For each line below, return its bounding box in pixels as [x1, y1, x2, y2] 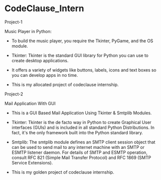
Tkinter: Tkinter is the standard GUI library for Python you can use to [11, 52, 149, 58]
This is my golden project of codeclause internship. [11, 169, 114, 175]
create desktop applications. [11, 57, 69, 63]
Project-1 [4, 19, 23, 25]
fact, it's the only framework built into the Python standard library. [11, 129, 144, 135]
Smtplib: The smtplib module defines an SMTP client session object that [11, 139, 156, 145]
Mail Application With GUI [4, 100, 56, 106]
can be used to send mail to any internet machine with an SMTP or [11, 144, 145, 150]
